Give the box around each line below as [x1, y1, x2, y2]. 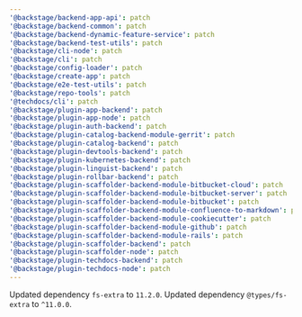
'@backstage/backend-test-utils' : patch [9, 38, 164, 48]
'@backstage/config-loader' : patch [9, 64, 143, 73]
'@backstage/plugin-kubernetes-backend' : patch [9, 155, 191, 165]
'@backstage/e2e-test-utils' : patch [9, 80, 147, 89]
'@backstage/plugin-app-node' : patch [9, 113, 151, 122]
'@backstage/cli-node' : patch [9, 47, 123, 56]
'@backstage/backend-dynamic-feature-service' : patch [9, 30, 216, 39]
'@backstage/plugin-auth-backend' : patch [9, 122, 167, 131]
